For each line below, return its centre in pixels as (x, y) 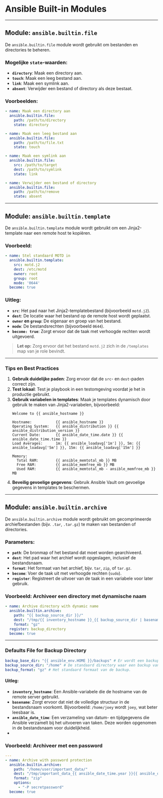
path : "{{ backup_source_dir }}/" (49, 615)
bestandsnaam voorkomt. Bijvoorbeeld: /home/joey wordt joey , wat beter (85, 707)
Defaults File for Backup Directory (46, 650)
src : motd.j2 (27, 265)
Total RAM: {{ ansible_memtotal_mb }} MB (67, 460)
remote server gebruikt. (36, 697)
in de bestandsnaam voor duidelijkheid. (51, 728)
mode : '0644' (27, 283)
